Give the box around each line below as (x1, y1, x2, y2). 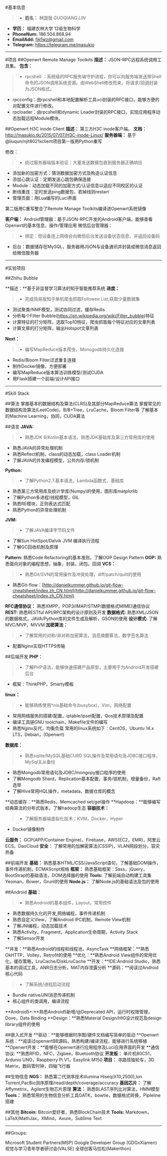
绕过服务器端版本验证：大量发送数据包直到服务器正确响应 (24, 160, 143, 165)
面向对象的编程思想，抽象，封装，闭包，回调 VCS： (9, 561, 116, 567)
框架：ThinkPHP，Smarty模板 (12, 681, 74, 687)
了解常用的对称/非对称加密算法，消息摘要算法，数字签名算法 (24, 633, 149, 638)
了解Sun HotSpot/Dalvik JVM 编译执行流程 (12, 538, 99, 543)
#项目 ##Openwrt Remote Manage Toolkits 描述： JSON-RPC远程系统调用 (5, 57, 158, 62)
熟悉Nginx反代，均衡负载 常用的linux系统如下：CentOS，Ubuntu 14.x (12, 725, 154, 731)
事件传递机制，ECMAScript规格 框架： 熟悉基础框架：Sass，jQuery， (5, 866, 148, 872)
